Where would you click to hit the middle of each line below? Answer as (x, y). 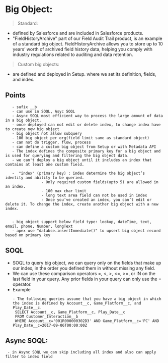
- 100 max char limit (64, 191)
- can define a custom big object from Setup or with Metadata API (84, 147)
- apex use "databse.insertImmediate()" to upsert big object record (86, 231)
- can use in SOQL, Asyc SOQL (44, 111)
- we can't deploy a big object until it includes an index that (82, 160)
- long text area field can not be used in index (94, 195)
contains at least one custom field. (45, 164)
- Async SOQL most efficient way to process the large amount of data (88, 116)
